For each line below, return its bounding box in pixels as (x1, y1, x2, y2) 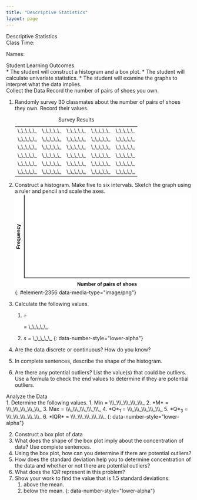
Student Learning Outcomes (6, 62, 75, 69)
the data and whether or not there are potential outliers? (14, 462, 151, 469)
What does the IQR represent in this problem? (14, 468, 125, 475)
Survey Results (58, 116, 95, 123)
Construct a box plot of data (14, 430, 84, 437)
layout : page (6, 15, 38, 22)
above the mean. (23, 481, 65, 488)
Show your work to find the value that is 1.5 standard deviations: (14, 475, 170, 482)
